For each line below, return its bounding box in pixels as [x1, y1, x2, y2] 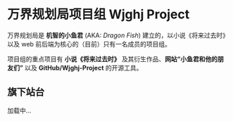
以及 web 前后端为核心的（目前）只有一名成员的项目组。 [7, 39, 171, 48]
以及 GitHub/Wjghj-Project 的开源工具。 [24, 63, 143, 72]
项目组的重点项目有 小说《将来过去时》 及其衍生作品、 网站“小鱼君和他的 [7, 54, 218, 63]
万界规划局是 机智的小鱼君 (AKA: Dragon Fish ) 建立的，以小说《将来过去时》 [7, 31, 229, 39]
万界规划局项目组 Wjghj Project [7, 6, 190, 23]
